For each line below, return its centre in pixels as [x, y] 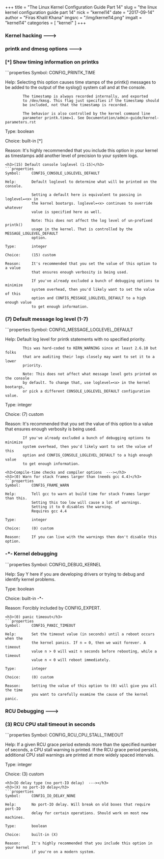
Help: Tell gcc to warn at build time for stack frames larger [78, 494]
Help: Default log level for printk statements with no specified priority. [75, 339]
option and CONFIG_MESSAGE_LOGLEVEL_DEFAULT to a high [89, 298]
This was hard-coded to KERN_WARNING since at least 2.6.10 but [90, 348]
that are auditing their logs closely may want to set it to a [89, 357]
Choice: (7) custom [25, 414]
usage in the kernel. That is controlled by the [82, 229]
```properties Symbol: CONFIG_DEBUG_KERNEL [53, 564]
